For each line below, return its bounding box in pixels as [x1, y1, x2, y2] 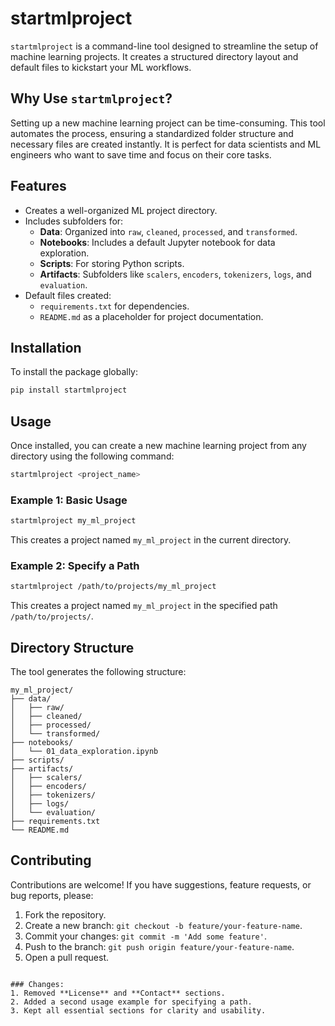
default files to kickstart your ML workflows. [10, 61, 192, 73]
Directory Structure [10, 639, 135, 656]
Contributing [10, 852, 92, 869]
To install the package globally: [10, 366, 139, 378]
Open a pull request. [24, 951, 110, 963]
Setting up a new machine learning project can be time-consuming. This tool [10, 117, 326, 129]
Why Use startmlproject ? [10, 90, 173, 107]
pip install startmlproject [10, 385, 128, 396]
